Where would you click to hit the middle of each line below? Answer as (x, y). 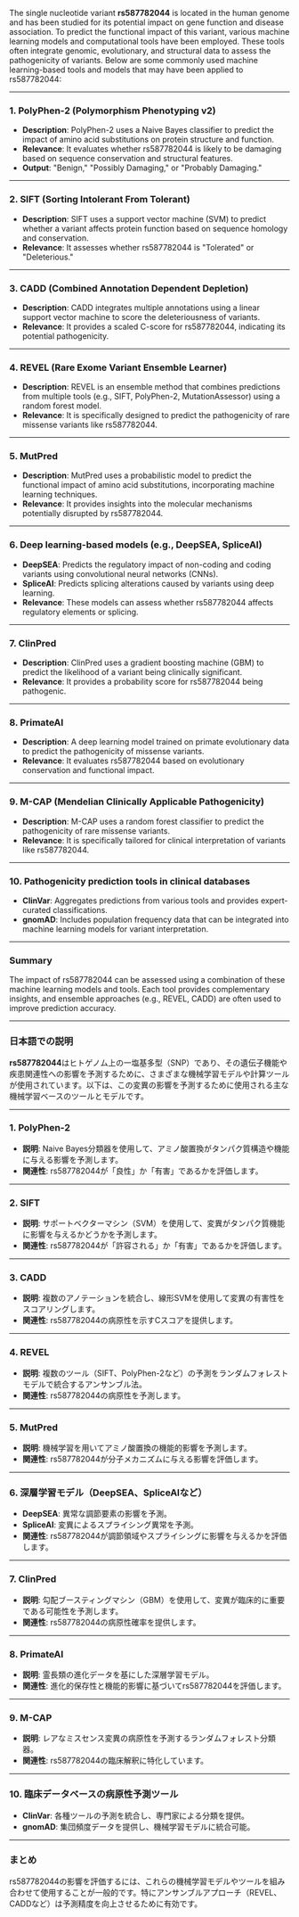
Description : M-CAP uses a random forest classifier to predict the (143, 821)
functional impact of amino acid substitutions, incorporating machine (148, 485)
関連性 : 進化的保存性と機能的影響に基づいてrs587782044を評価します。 (154, 1685)
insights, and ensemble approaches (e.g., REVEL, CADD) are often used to (145, 999)
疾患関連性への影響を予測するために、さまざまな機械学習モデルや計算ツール (149, 1074)
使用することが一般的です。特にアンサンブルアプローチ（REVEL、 (161, 1892)
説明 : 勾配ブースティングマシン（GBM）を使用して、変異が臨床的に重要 (154, 1600)
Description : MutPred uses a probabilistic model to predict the (137, 475)
